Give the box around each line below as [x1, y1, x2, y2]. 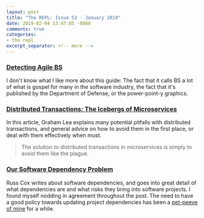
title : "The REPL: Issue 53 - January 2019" [6, 15, 121, 21]
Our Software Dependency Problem [6, 165, 114, 174]
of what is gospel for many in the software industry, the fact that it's [6, 83, 176, 91]
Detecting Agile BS [6, 63, 63, 71]
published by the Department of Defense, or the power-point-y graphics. [6, 90, 188, 97]
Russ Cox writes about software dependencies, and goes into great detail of [6, 179, 197, 186]
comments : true [6, 26, 45, 32]
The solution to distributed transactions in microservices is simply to [21, 144, 192, 151]
